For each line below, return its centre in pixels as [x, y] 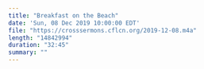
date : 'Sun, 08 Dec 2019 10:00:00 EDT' [74, 23]
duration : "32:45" [38, 45]
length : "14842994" [40, 38]
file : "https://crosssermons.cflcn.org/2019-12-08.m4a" [102, 30]
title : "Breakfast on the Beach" [64, 15]
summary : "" [28, 52]
